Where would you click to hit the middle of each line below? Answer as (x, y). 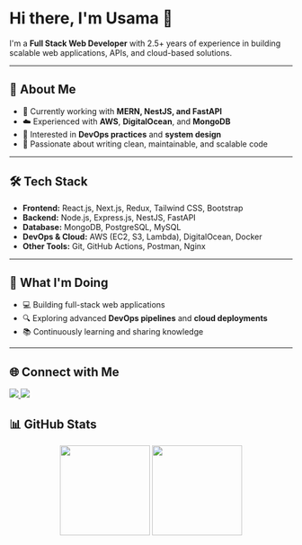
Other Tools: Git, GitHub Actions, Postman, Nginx (114, 246)
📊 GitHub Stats (53, 424)
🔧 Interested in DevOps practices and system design (122, 134)
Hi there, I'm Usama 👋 (91, 18)
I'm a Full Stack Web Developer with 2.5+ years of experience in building (145, 43)
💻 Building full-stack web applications (93, 305)
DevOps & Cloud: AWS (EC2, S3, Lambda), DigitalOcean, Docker (142, 237)
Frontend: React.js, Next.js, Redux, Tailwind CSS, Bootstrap (133, 208)
